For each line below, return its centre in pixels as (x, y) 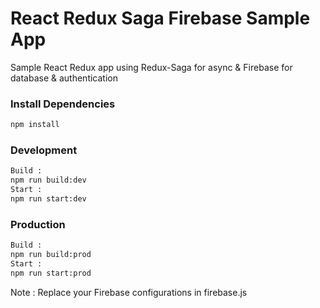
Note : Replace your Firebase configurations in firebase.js (129, 292)
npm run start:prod (51, 273)
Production (38, 224)
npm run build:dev (48, 180)
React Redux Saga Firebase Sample (160, 18)
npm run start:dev (48, 199)
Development (44, 150)
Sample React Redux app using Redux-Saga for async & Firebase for (151, 67)
